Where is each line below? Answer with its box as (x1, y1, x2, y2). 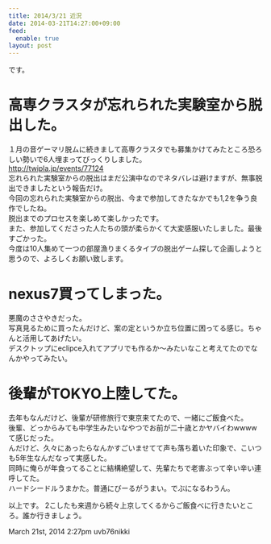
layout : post (8, 42, 52, 50)
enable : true (15, 34, 60, 43)
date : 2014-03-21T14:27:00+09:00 (8, 19, 121, 27)
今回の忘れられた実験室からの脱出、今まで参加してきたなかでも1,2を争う (8, 193, 251, 203)
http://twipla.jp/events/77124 (8, 164, 104, 173)
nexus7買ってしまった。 (8, 285, 171, 303)
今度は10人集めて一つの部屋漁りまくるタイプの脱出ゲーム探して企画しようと (8, 243, 263, 254)
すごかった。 (8, 234, 51, 243)
